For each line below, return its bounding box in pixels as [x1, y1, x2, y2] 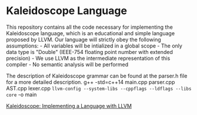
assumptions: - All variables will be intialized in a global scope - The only [6, 42, 182, 49]
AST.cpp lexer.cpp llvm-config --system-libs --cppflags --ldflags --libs [6, 84, 192, 92]
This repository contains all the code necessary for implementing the [6, 23, 173, 31]
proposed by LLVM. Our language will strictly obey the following [6, 36, 162, 43]
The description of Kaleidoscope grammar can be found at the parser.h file [6, 72, 188, 79]
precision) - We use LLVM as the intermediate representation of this [6, 55, 171, 62]
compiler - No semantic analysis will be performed [6, 60, 129, 68]
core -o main [6, 91, 37, 98]
